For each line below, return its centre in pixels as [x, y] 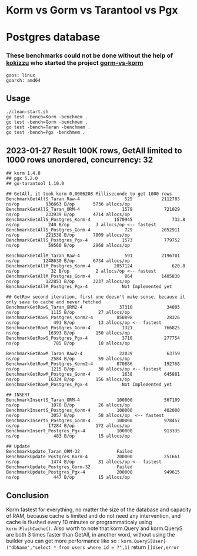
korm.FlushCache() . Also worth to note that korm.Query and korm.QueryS [94, 528]
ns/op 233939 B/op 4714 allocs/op [68, 215]
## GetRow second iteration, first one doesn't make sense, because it [96, 297]
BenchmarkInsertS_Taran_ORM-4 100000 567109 [93, 400]
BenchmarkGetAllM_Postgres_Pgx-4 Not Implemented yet [89, 287]
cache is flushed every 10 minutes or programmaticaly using [79, 522]
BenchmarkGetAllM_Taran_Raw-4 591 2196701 [93, 256]
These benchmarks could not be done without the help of [90, 55]
